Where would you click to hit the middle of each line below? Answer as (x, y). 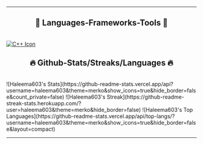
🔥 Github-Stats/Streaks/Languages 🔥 (101, 63)
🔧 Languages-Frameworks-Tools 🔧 (101, 23)
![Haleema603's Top (168, 110)
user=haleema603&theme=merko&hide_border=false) (74, 110)
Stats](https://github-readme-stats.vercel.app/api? (110, 84)
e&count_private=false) (35, 97)
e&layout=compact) (31, 129)
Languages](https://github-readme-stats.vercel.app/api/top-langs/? (91, 116)
